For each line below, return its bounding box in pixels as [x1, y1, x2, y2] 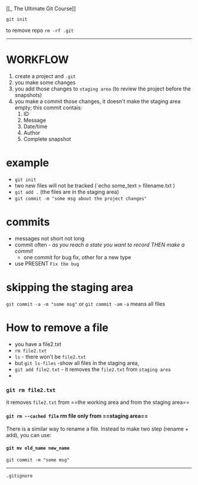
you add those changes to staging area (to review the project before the [14, 85, 192, 92]
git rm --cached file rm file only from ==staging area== [6, 412, 148, 419]
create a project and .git [14, 72, 76, 79]
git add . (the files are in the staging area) [14, 188, 120, 195]
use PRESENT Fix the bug [14, 260, 80, 267]
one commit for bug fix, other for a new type [23, 254, 131, 261]
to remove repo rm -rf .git [6, 27, 74, 34]
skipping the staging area [6, 281, 134, 294]
